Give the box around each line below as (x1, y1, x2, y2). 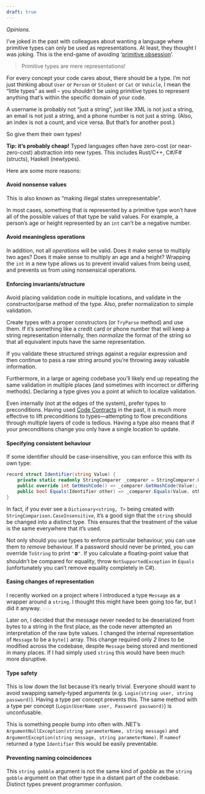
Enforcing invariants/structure (6, 280, 85, 288)
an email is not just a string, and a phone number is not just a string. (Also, (6, 112, 193, 119)
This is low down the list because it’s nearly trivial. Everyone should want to (6, 683, 196, 690)
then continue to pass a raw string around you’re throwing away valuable (6, 357, 190, 364)
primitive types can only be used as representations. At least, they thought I (6, 44, 196, 51)
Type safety (6, 669, 38, 677)
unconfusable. (6, 709, 43, 716)
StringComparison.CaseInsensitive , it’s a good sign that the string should (6, 511, 192, 519)
